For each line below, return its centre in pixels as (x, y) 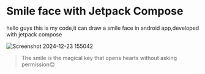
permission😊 (38, 64)
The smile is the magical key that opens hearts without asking (99, 58)
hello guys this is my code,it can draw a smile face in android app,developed (103, 28)
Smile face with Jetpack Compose (95, 11)
